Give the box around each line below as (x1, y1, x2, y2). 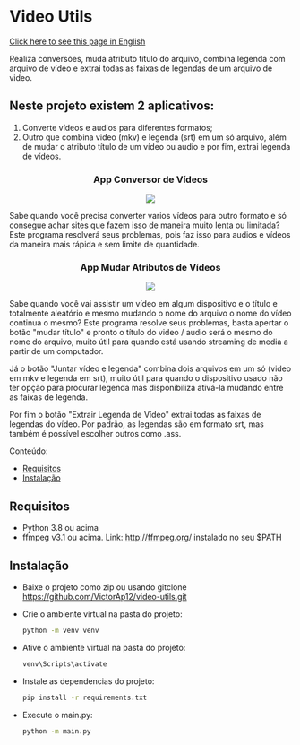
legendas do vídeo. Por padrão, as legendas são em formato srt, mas (9, 419, 264, 429)
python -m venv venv (21, 626, 99, 635)
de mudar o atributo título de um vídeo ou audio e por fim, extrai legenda (21, 141, 291, 152)
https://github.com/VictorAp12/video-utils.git (21, 591, 187, 602)
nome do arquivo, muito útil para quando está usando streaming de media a (9, 336, 288, 347)
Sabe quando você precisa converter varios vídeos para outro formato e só (9, 211, 287, 221)
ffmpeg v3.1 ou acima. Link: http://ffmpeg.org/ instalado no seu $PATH (21, 532, 282, 543)
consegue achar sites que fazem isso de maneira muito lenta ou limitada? (9, 220, 280, 230)
